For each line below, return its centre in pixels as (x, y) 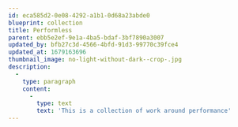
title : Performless (40, 30)
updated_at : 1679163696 (47, 52)
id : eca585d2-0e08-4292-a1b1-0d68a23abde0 (79, 15)
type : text (55, 103)
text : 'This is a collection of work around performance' (134, 111)
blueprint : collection (45, 23)
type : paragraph (49, 81)
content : (37, 89)
